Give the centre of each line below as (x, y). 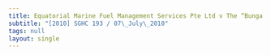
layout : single (34, 38)
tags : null (27, 31)
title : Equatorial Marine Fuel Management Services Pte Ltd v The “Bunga (136, 16)
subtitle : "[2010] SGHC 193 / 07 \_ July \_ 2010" (88, 23)
